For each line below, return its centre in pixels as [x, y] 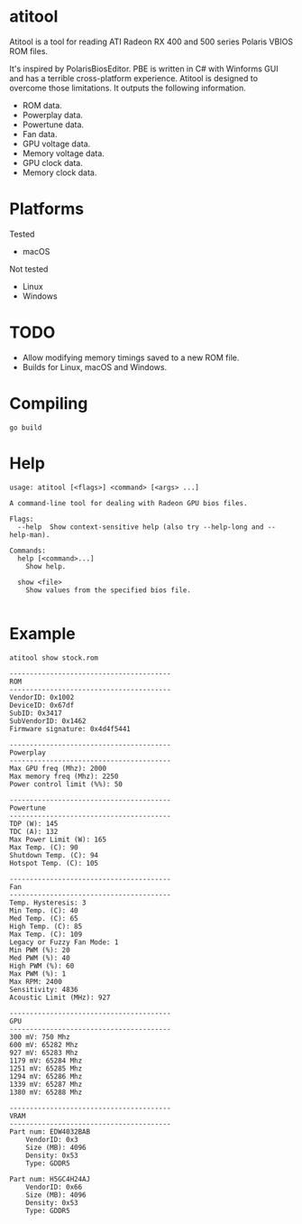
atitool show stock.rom [54, 658]
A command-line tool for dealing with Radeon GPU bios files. [128, 503]
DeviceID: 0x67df [42, 705]
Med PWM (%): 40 [40, 958]
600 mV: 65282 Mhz [44, 1044]
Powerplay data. [53, 115]
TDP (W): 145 [34, 823]
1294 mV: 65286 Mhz [46, 1076]
